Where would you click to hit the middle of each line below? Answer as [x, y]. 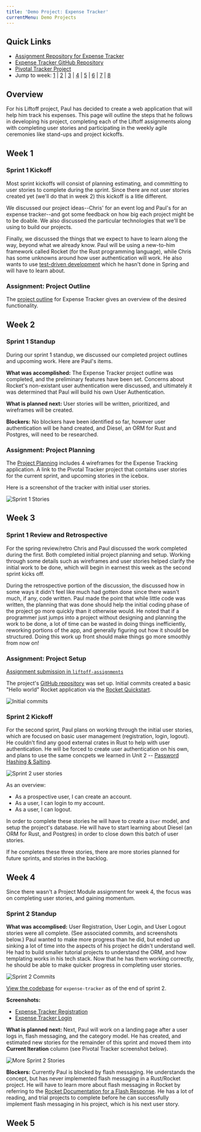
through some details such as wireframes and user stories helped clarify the [100, 561]
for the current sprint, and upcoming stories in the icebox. [77, 476]
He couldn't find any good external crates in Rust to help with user [88, 742]
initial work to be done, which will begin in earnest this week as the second [99, 567]
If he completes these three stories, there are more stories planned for [93, 852]
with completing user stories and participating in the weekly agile [87, 128]
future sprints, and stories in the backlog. [57, 858]
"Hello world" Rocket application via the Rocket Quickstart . [79, 690]
